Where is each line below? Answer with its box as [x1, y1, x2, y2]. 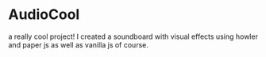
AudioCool [8, 6, 80, 24]
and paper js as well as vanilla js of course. [8, 40, 148, 49]
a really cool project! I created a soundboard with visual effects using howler [8, 32, 258, 41]
